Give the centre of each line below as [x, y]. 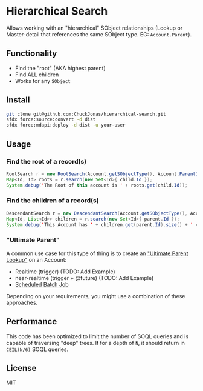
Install [18, 100]
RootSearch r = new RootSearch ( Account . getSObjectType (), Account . [93, 174]
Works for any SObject [43, 81]
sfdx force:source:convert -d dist [51, 119]
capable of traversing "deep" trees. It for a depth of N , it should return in [96, 343]
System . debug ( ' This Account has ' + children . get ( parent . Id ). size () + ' [100, 225]
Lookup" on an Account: [37, 259]
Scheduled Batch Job [42, 284]
